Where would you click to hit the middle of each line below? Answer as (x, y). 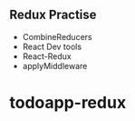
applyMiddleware (55, 66)
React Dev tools (52, 46)
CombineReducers (57, 36)
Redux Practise (53, 15)
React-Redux (47, 56)
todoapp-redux (68, 103)
